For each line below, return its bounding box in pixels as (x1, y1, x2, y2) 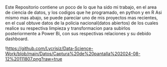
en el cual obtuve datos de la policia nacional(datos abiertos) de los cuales (5, 20, 159, 26)
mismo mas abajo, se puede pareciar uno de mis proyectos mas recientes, (5, 15, 158, 20)
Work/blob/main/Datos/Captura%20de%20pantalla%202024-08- (5, 51, 141, 57)
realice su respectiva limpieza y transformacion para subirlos (5, 25, 131, 31)
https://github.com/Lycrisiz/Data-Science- (6, 46, 94, 51)
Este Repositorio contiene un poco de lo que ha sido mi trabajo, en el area (5, 4, 157, 10)
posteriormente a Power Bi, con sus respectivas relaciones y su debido (5, 31, 151, 36)
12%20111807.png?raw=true (5, 56, 62, 62)
